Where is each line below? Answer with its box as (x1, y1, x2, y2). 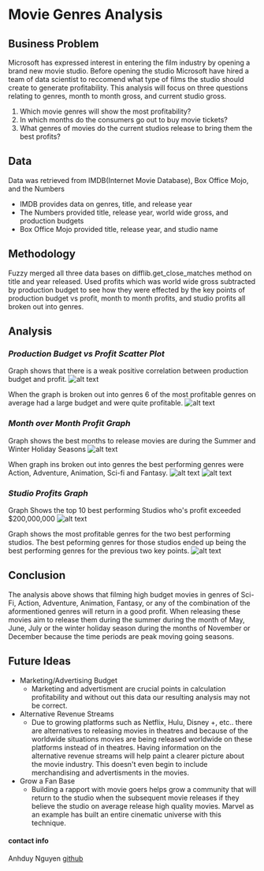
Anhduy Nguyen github (8, 854, 84, 863)
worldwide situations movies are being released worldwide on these (31, 734, 253, 743)
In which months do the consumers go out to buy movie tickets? (19, 115, 229, 124)
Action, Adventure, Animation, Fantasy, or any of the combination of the (17, 598, 251, 607)
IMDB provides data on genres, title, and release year (19, 199, 193, 208)
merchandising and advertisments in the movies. (31, 768, 190, 777)
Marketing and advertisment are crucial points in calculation (31, 684, 226, 693)
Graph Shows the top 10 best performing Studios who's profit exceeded (8, 505, 242, 514)
